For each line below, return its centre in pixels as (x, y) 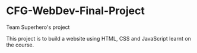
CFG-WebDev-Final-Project (76, 11)
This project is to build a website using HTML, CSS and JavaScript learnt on (99, 38)
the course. (20, 45)
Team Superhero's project (38, 27)
